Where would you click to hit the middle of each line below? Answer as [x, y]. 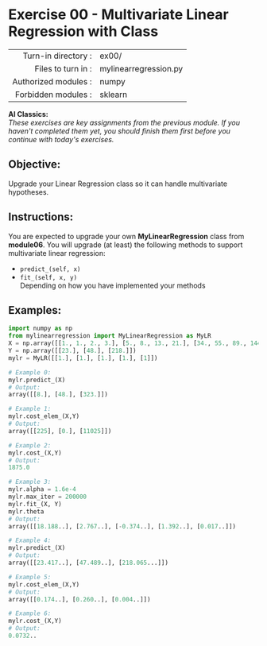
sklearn [113, 95]
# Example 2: [30, 445]
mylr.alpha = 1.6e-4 [43, 489]
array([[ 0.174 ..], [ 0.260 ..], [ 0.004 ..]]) [79, 599]
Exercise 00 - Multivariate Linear [118, 15]
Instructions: [41, 217]
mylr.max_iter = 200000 [48, 497]
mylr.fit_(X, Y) [35, 504]
